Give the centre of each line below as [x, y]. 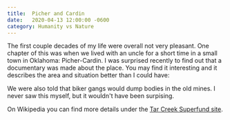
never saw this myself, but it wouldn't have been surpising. [91, 96]
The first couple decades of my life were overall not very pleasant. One [108, 46]
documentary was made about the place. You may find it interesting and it [112, 68]
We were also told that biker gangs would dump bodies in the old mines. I [111, 89]
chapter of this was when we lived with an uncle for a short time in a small [112, 53]
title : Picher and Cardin [46, 13]
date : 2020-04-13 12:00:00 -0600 [58, 20]
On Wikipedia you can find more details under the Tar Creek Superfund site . [115, 109]
